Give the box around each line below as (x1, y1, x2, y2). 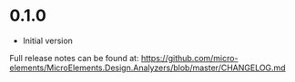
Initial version (22, 35, 73, 46)
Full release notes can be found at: (9, 52, 139, 63)
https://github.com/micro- (140, 52, 239, 63)
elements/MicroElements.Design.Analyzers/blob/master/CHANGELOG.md (9, 62, 286, 73)
